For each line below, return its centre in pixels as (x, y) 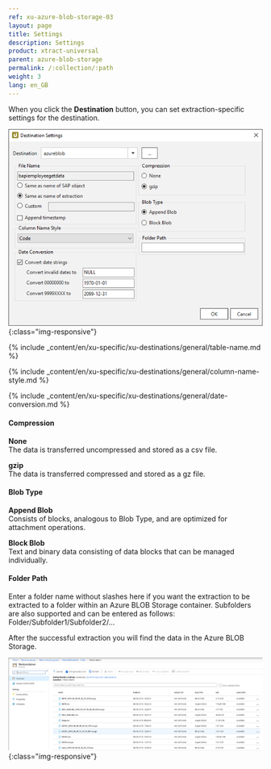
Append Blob (31, 510)
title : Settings (35, 34)
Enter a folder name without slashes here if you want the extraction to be (129, 596)
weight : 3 (25, 77)
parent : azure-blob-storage (56, 60)
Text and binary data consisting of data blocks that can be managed (122, 551)
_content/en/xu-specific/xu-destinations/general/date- (137, 396)
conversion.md (33, 404)
